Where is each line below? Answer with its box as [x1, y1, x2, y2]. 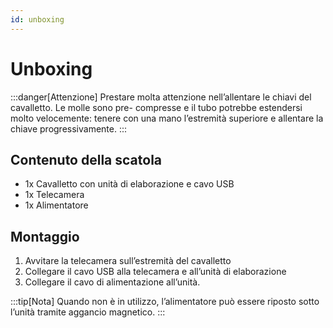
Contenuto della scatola [10, 151, 163, 168]
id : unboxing [10, 14, 65, 25]
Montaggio [10, 228, 80, 245]
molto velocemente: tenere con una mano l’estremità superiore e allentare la [10, 112, 324, 124]
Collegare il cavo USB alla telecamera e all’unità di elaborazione [24, 266, 287, 278]
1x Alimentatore [24, 199, 89, 211]
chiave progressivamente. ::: [10, 122, 128, 135]
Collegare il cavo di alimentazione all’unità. [24, 276, 201, 288]
